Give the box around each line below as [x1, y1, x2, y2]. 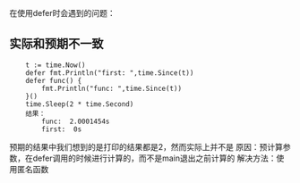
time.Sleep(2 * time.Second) [25, 99, 134, 109]
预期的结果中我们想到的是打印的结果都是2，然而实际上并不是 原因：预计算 [9, 141, 284, 152]
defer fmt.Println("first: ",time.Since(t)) [25, 68, 194, 78]
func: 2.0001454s [41, 117, 110, 126]
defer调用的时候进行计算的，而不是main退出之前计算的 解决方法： [32, 153, 277, 163]
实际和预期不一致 [9, 37, 104, 52]
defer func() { [25, 76, 82, 85]
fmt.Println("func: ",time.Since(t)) [41, 84, 182, 93]
